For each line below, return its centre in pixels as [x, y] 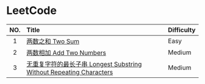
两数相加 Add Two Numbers [67, 52]
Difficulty [182, 30]
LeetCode [31, 11]
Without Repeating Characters [70, 72]
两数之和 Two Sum [53, 41]
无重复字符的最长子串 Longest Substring [84, 64]
